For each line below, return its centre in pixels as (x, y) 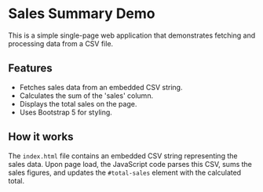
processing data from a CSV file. (61, 43)
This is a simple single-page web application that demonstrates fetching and (132, 35)
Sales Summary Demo (82, 14)
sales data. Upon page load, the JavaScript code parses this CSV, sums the (130, 164)
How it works (41, 137)
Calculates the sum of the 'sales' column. (86, 96)
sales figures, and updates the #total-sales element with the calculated (125, 172)
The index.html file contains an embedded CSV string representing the (123, 156)
